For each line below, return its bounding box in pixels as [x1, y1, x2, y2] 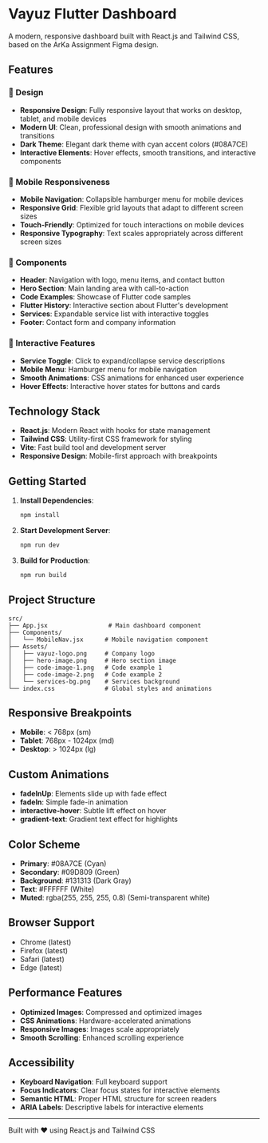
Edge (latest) [19, 962, 62, 973]
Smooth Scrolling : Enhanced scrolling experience [19, 1033, 184, 1042]
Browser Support [8, 916, 96, 929]
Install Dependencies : [19, 495, 94, 505]
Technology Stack [8, 404, 100, 418]
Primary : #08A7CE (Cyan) [19, 859, 107, 868]
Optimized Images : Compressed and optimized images [19, 1007, 203, 1017]
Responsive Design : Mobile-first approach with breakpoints [19, 451, 218, 461]
